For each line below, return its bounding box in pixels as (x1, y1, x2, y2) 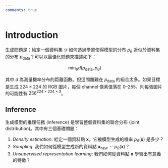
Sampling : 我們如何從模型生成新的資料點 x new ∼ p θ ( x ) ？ (12, 144, 130, 151)
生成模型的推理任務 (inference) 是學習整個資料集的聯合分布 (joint (5, 119, 140, 125)
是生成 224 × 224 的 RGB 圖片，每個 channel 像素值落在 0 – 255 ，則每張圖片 (5, 83, 162, 90)
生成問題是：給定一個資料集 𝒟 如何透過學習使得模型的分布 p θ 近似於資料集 (5, 47, 160, 54)
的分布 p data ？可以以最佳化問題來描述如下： (5, 54, 97, 61)
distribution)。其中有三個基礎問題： (5, 125, 79, 132)
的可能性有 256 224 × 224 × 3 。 (5, 89, 66, 96)
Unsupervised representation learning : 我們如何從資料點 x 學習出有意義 (12, 150, 161, 157)
